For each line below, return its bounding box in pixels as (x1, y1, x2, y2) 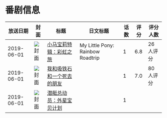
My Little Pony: (79, 42, 114, 49)
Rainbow (79, 48, 100, 55)
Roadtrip (79, 54, 100, 61)
